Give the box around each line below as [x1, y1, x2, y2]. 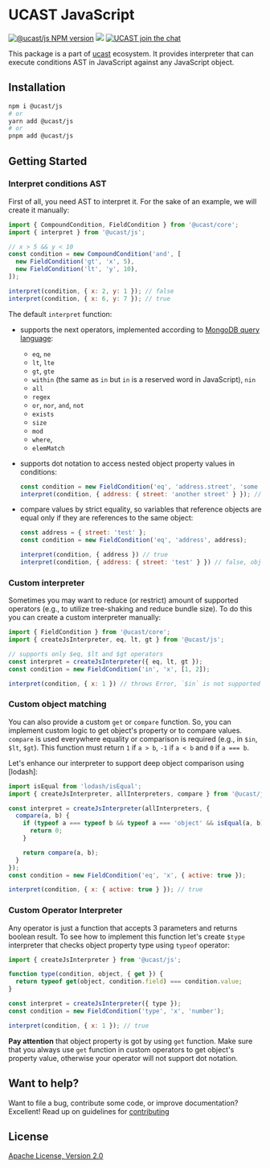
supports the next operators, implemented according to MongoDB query [19, 324, 260, 335]
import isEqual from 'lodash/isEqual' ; [8, 782, 142, 790]
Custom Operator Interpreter [8, 905, 123, 916]
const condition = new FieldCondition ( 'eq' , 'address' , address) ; [19, 537, 247, 545]
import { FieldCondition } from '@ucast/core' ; [8, 628, 171, 636]
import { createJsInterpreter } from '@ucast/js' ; [8, 956, 182, 964]
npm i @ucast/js [8, 102, 63, 110]
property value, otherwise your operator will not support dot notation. [8, 1053, 239, 1063]
